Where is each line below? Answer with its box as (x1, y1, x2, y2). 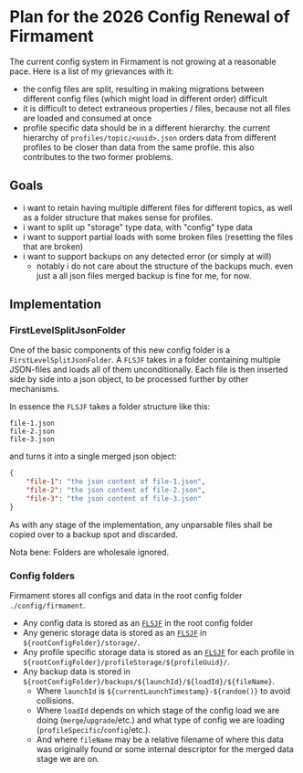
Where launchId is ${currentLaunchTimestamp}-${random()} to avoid (36, 685, 291, 696)
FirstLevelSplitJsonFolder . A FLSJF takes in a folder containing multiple (9, 355, 281, 365)
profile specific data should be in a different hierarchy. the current (22, 122, 271, 133)
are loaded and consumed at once (22, 112, 152, 123)
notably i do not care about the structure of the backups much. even (36, 260, 294, 271)
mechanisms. (9, 384, 60, 395)
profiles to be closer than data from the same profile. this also (22, 142, 256, 153)
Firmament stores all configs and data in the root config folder (9, 590, 243, 601)
